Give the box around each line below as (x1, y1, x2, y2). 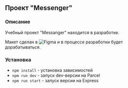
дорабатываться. (5, 44, 41, 50)
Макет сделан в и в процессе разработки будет (5, 39, 123, 45)
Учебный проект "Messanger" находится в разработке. (5, 29, 120, 35)
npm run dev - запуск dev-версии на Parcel (12, 72, 100, 78)
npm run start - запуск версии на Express (12, 77, 99, 83)
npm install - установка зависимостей (12, 67, 93, 73)
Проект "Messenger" (5, 4, 73, 12)
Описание (5, 18, 31, 25)
